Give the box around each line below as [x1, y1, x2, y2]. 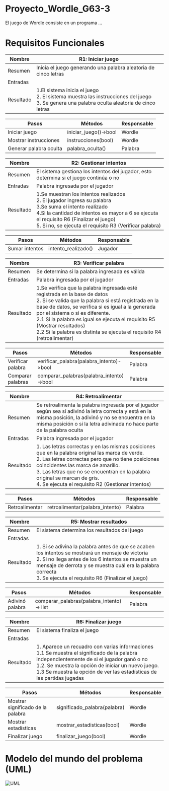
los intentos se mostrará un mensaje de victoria [36, 549, 148, 556]
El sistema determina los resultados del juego [36, 527, 143, 534]
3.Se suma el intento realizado [36, 203, 108, 210]
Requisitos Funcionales [5, 37, 105, 49]
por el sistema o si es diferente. [36, 309, 111, 316]
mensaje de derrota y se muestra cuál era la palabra [36, 562, 159, 569]
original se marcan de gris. [36, 474, 99, 481]
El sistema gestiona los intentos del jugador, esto [36, 168, 152, 175]
